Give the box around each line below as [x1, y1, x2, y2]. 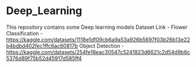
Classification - [6, 29, 43, 36]
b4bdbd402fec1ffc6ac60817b [6, 42, 78, 49]
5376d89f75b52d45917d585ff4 [6, 55, 82, 62]
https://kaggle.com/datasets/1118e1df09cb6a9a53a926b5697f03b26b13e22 [6, 36, 190, 43]
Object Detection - [79, 42, 124, 49]
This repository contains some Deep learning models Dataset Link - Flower [6, 24, 188, 31]
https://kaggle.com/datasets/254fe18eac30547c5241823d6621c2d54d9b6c [6, 48, 190, 55]
